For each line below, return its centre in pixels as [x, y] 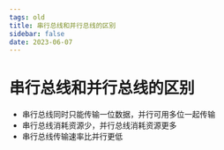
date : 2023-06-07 [41, 42]
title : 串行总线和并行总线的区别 [63, 26]
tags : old [27, 17]
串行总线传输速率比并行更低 [72, 137]
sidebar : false [37, 34]
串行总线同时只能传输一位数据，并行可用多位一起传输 [119, 115]
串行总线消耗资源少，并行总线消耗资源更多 [99, 125]
